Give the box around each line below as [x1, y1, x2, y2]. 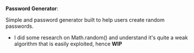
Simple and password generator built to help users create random [5, 16, 165, 23]
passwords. [5, 23, 34, 29]
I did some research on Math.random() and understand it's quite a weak [14, 34, 188, 41]
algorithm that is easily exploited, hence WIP [14, 41, 122, 47]
